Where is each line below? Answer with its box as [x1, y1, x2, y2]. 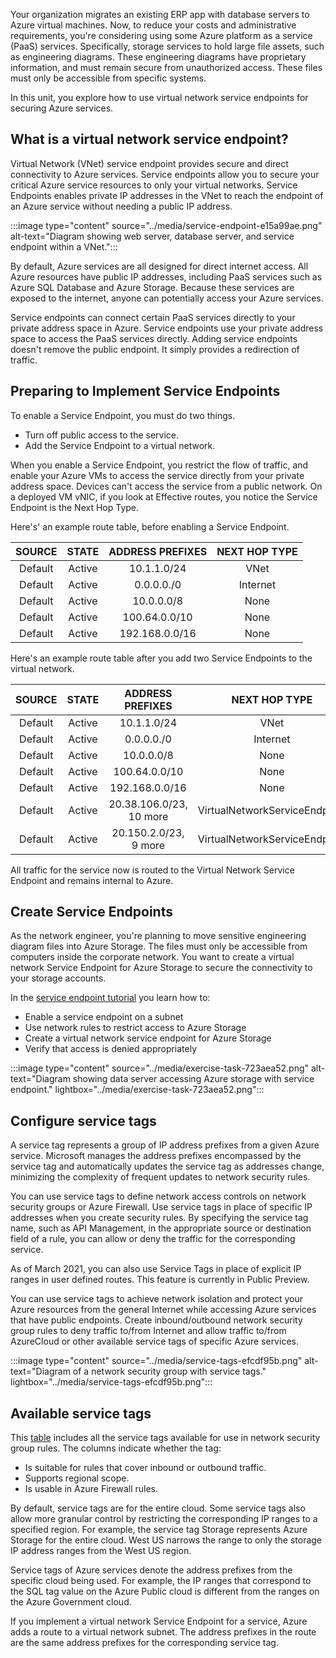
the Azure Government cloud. [10, 1596, 132, 1608]
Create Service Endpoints [10, 904, 173, 921]
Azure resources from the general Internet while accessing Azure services [10, 1304, 317, 1316]
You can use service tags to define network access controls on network [10, 1190, 307, 1203]
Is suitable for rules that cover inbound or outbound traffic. [24, 1462, 267, 1474]
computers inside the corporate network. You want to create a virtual [10, 951, 295, 963]
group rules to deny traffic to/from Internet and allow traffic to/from [10, 1325, 287, 1337]
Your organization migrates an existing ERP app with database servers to [10, 9, 310, 20]
